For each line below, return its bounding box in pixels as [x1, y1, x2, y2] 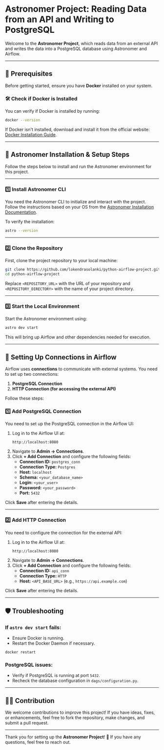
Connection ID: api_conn [19, 567, 70, 574]
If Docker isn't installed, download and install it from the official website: [5, 126, 150, 132]
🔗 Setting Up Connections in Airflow [5, 353, 117, 361]
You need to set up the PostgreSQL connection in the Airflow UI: [5, 421, 134, 427]
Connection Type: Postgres [19, 464, 76, 470]
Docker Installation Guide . [5, 131, 57, 138]
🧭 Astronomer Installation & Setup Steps [5, 150, 130, 159]
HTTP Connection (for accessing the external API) [12, 386, 116, 391]
